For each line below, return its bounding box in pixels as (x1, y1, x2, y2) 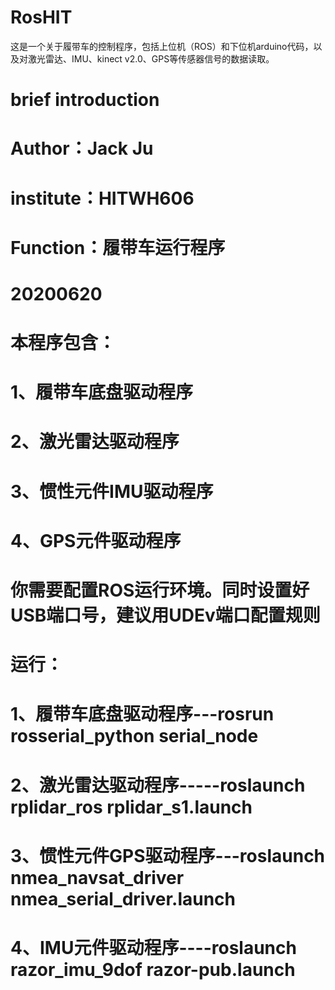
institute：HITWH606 (10, 187, 195, 210)
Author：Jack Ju (10, 137, 154, 160)
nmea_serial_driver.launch (10, 887, 237, 910)
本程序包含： (10, 332, 117, 355)
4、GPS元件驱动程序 (10, 529, 182, 552)
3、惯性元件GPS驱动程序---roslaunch (10, 844, 326, 867)
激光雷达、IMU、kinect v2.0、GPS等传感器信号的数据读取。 (27, 52, 275, 65)
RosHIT (10, 6, 73, 29)
